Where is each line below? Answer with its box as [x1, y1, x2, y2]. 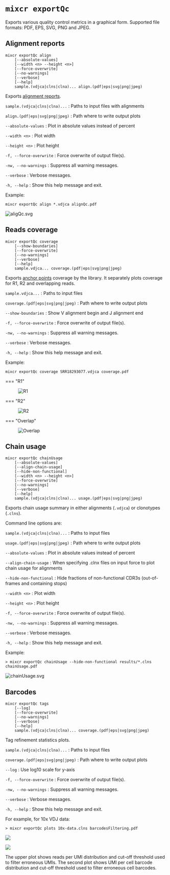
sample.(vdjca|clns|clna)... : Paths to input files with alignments [5, 103, 144, 109]
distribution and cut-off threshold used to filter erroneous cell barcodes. [5, 865, 157, 871]
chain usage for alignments [5, 565, 63, 571]
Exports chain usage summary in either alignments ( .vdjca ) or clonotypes [5, 505, 160, 511]
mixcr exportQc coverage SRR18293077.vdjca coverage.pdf [5, 369, 129, 374]
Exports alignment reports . [5, 93, 61, 99]
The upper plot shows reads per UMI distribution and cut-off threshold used [5, 854, 165, 860]
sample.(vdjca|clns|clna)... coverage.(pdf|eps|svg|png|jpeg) [14, 728, 150, 733]
